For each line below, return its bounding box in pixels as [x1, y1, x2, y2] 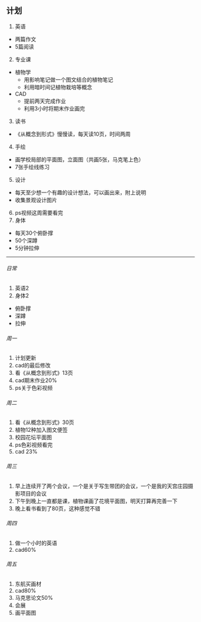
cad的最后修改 [14, 362, 51, 369]
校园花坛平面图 [14, 434, 52, 441]
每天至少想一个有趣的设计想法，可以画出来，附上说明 [14, 188, 147, 196]
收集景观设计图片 [14, 196, 57, 203]
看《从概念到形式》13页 [14, 369, 74, 377]
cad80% [14, 587, 36, 594]
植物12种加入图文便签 [14, 426, 68, 434]
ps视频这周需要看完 [14, 209, 63, 216]
